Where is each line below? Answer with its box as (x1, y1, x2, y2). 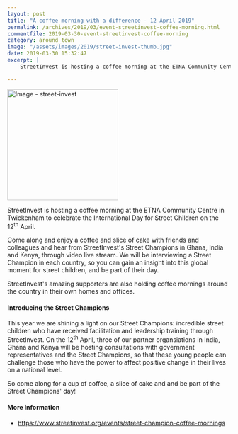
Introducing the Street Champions (7, 303, 110, 312)
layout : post (7, 10, 46, 18)
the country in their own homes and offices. (7, 287, 135, 296)
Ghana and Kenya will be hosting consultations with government (7, 343, 195, 352)
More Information (7, 403, 60, 411)
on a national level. (7, 366, 62, 374)
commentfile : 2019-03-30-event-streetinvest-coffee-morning (7, 30, 189, 38)
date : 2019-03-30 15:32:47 (7, 50, 87, 57)
